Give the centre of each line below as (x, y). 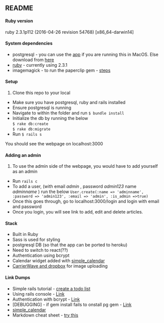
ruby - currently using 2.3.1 (40, 65)
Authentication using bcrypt (41, 255)
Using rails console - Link (38, 294)
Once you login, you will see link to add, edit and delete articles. (78, 212)
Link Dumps (18, 277)
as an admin (25, 172)
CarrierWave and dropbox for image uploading (60, 266)
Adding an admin (23, 155)
